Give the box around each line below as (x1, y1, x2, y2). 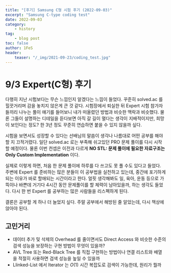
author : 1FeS (5, 45, 33, 51)
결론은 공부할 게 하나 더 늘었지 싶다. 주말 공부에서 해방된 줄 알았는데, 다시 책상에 (5, 199, 164, 205)
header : (5, 50, 22, 55)
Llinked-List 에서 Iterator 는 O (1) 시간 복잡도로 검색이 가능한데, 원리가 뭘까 (12, 262, 162, 268)
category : (5, 21, 27, 27)
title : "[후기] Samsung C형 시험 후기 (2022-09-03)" (5, 7, 112, 13)
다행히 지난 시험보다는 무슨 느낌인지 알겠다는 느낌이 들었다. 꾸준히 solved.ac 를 (5, 96, 163, 103)
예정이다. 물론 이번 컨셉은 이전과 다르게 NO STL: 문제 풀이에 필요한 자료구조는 (10, 145, 165, 152)
